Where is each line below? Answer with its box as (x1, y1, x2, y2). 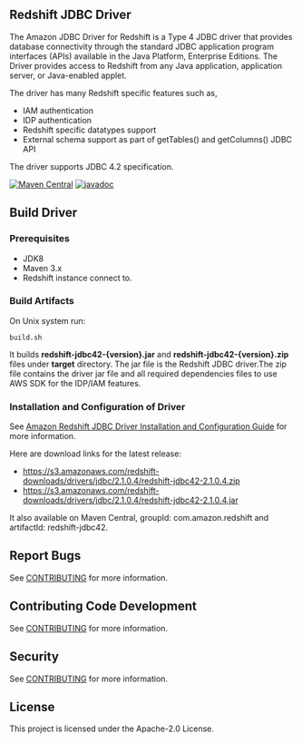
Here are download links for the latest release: (9, 448, 181, 459)
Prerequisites (9, 232, 70, 245)
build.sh (9, 333, 43, 342)
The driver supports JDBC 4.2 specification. (9, 161, 174, 171)
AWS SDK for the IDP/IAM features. (9, 377, 141, 388)
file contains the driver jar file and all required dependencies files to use (9, 367, 278, 379)
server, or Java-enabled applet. (9, 70, 127, 81)
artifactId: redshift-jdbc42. (9, 522, 109, 533)
